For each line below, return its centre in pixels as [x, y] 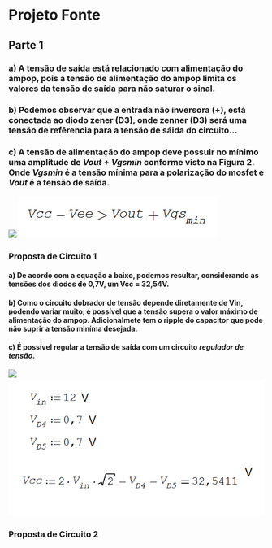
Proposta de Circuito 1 [53, 256]
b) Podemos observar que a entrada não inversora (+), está [127, 110]
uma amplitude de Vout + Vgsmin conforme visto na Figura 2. [132, 163]
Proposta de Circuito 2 [54, 534]
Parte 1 [26, 45]
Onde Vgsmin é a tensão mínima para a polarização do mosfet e [136, 172]
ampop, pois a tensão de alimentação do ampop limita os [123, 78]
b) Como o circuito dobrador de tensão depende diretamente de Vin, [126, 302]
